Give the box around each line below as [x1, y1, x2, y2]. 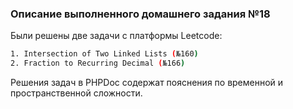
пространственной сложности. [10, 87, 143, 99]
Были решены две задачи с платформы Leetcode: [10, 30, 223, 42]
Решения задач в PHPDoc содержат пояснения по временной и [10, 77, 284, 89]
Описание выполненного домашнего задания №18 [10, 7, 271, 21]
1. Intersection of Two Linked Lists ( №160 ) [10, 49, 199, 59]
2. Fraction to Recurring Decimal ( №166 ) [10, 58, 186, 69]
